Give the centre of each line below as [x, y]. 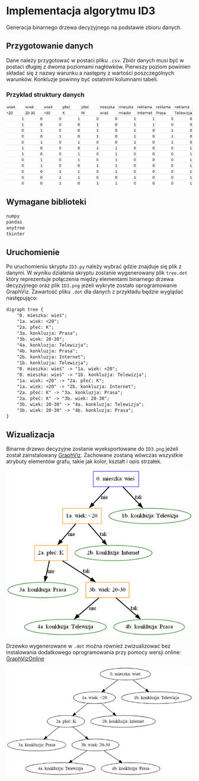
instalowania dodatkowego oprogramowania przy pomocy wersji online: [94, 652]
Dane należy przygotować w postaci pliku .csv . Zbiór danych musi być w [95, 60]
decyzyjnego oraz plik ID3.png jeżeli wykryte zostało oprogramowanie [92, 285]
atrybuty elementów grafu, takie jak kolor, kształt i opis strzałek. [84, 461]
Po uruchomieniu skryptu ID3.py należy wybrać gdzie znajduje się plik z [94, 267]
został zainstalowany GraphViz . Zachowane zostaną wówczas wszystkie [95, 455]
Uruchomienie [33, 252]
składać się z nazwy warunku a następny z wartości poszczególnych [90, 73]
